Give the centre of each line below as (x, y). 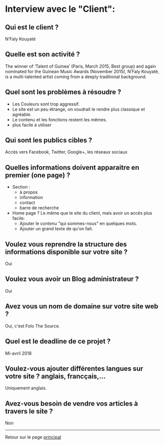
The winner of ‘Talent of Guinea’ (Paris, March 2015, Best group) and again (81, 66)
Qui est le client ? (32, 27)
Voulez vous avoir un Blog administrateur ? (72, 279)
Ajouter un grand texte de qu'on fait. (56, 229)
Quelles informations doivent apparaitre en (72, 167)
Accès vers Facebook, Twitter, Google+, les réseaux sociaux (66, 152)
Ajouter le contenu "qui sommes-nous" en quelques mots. (78, 223)
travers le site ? (29, 411)
